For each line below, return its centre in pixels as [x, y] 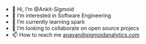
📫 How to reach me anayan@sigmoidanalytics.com [76, 35]
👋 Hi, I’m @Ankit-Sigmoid [43, 9]
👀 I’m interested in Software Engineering [62, 15]
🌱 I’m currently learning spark [48, 22]
